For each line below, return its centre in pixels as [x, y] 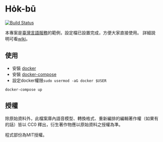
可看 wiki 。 [19, 38]
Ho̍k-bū [21, 9]
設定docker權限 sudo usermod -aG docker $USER [59, 80]
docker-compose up [24, 89]
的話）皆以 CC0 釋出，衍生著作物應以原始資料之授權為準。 [64, 124]
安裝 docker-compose [34, 74]
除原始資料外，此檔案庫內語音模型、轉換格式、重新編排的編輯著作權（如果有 [82, 118]
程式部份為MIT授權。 [26, 135]
